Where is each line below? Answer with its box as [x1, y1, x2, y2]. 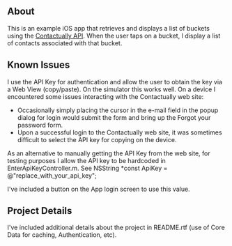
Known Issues [7, 59, 70, 71]
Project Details [7, 205, 72, 217]
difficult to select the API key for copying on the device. [17, 135, 177, 144]
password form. [17, 121, 63, 129]
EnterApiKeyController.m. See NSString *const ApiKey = [7, 164, 168, 172]
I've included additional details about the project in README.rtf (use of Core [7, 223, 225, 232]
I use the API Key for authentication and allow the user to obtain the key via [7, 77, 223, 86]
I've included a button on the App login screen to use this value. [7, 185, 190, 193]
